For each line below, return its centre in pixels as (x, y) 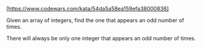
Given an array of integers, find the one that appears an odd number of (95, 20)
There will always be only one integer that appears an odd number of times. (101, 38)
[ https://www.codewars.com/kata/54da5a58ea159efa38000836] (88, 9)
